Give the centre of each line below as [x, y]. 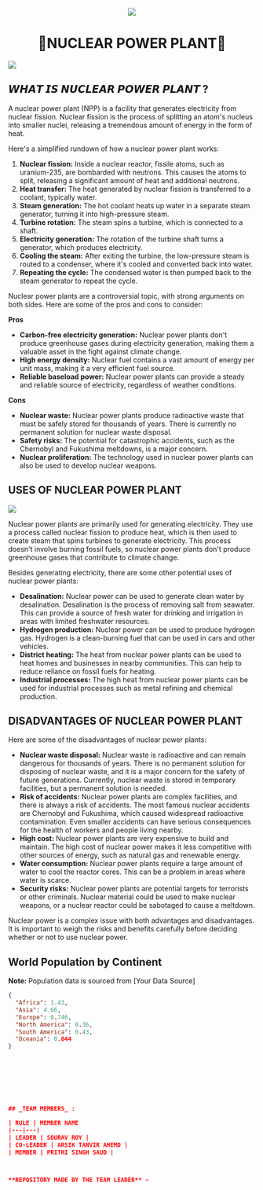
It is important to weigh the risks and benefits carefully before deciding [123, 929]
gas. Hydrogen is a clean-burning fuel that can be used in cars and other [137, 637]
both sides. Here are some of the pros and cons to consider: [106, 304]
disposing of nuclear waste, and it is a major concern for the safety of [132, 772]
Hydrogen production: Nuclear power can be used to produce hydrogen [137, 630]
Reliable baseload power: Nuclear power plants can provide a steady [132, 376]
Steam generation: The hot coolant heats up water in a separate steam [135, 205]
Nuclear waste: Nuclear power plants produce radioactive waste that [132, 415]
